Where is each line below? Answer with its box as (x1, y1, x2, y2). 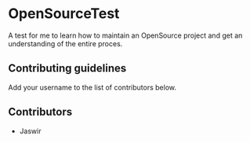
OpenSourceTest (8, 5, 120, 23)
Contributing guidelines (8, 62, 127, 75)
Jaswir (19, 126, 42, 136)
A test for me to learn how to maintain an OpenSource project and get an (8, 31, 243, 40)
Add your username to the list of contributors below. (8, 82, 177, 92)
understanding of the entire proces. (8, 38, 123, 48)
